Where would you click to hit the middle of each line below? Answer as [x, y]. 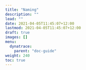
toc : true [15, 60]
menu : [11, 42]
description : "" [22, 14]
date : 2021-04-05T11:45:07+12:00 [40, 23]
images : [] [16, 37]
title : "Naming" [22, 10]
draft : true [17, 33]
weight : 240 [17, 55]
